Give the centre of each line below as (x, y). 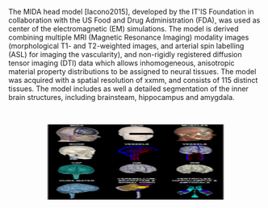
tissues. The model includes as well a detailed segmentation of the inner (128, 89)
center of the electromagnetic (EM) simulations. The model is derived (124, 29)
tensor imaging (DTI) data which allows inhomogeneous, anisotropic (122, 63)
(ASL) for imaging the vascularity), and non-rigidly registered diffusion (125, 54)
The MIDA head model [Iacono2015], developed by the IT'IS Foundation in (131, 12)
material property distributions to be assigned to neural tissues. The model (132, 71)
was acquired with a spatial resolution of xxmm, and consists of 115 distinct (133, 80)
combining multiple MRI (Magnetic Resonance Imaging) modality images (129, 37)
